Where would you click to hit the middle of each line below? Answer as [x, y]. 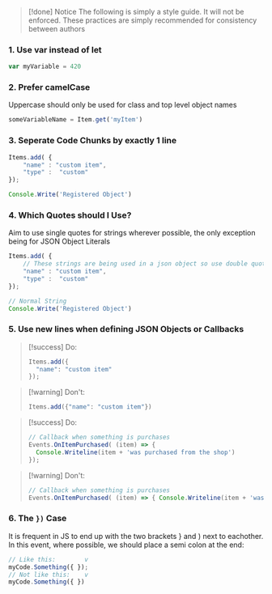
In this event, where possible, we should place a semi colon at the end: [126, 545]
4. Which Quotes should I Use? [70, 215]
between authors [57, 29]
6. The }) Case [38, 519]
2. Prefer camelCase [49, 87]
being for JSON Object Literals [59, 241]
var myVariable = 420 [45, 67]
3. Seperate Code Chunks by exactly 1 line [93, 141]
